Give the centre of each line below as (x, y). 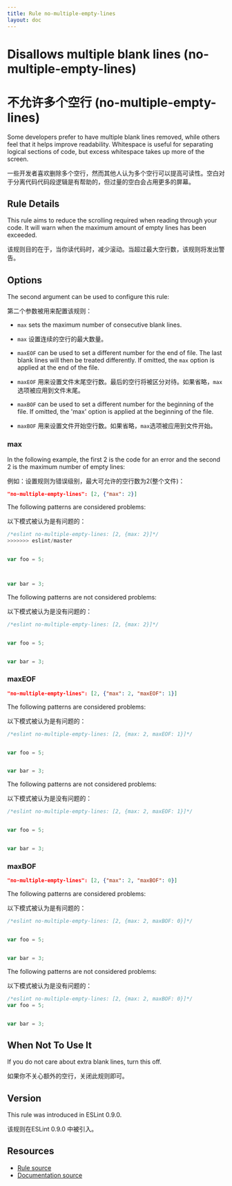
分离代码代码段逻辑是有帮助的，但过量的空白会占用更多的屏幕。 (104, 182)
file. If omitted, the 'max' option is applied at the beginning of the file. (115, 412)
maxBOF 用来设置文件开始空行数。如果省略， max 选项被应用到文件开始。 (117, 426)
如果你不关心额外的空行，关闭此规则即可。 (68, 1076)
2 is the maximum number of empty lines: (66, 466)
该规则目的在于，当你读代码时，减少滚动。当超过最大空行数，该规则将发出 (113, 249)
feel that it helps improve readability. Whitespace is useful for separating (110, 144)
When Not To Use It (49, 1045)
